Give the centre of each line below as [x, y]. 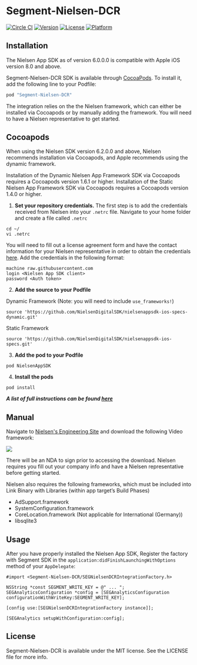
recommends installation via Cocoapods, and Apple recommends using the [97, 158]
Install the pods [34, 377]
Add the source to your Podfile [53, 290]
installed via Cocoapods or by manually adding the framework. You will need [99, 112]
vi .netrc [18, 234]
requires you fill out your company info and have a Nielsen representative [95, 467]
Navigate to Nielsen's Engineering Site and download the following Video [95, 432]
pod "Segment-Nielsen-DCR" [39, 95]
